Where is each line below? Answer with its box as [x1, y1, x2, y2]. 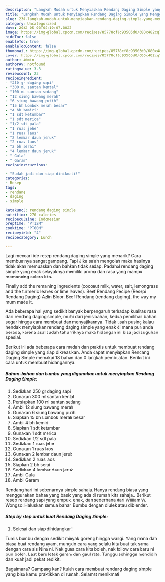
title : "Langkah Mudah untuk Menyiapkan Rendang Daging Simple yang [5, 12, 148, 17]
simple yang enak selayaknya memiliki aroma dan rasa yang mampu [5, 268, 142, 274]
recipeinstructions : [5, 163, 48, 167]
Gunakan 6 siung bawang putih [12, 409, 76, 415]
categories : [5, 176, 30, 181]
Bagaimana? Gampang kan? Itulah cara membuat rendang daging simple [5, 566, 152, 572]
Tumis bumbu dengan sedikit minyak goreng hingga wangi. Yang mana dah [5, 535, 157, 541]
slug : [5, 16, 17, 21]
